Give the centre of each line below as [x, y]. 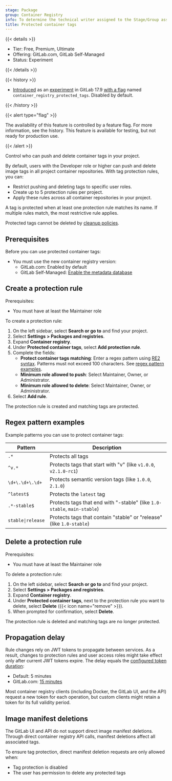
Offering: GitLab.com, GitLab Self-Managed [59, 54]
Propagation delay [35, 637]
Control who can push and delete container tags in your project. [73, 156]
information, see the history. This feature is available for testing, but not [81, 131]
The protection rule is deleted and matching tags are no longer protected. [83, 621]
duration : [15, 666]
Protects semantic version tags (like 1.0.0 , [101, 479]
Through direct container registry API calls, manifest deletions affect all [80, 737]
